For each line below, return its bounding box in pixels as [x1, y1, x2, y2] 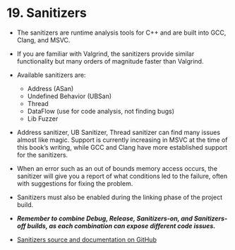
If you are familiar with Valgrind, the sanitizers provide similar [16, 49, 195, 58]
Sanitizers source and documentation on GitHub [16, 235, 157, 244]
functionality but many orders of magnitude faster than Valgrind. [16, 56, 204, 65]
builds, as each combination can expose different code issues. [27, 221, 216, 230]
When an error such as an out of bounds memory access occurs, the [16, 164, 218, 172]
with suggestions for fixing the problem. [16, 179, 133, 188]
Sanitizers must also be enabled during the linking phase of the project [16, 193, 223, 201]
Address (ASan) [27, 84, 74, 93]
